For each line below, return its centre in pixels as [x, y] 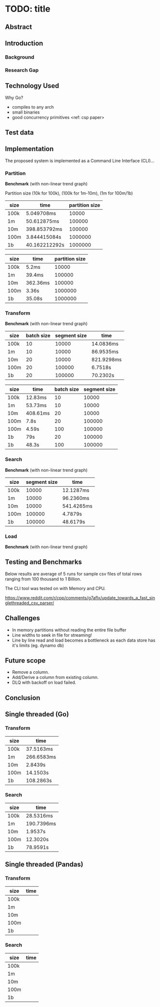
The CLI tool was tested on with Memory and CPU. [55, 588]
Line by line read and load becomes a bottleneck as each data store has [84, 640]
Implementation [29, 149]
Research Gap [22, 70]
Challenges [22, 618]
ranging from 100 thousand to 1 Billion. [43, 579]
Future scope [25, 661]
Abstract [19, 27]
